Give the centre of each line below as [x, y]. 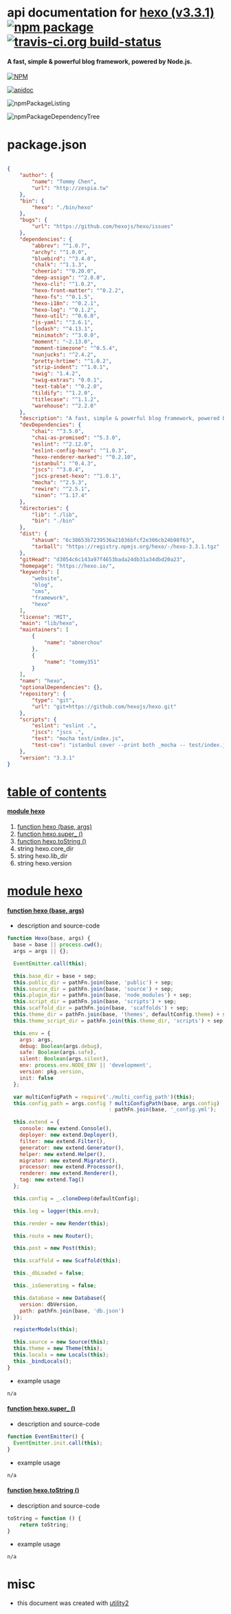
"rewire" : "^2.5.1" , [61, 489]
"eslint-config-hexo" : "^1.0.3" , [80, 450]
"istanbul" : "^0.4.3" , [64, 463]
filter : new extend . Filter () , [63, 1141]
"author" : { [36, 176]
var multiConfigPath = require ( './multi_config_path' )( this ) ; [104, 1097]
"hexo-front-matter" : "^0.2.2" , [78, 291]
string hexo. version [44, 863]
